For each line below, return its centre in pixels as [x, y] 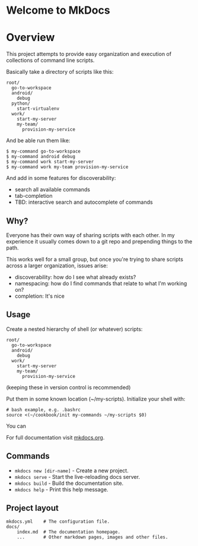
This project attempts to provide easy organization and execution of [89, 54]
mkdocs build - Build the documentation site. [69, 483]
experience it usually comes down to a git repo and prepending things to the [99, 241]
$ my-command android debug [41, 157]
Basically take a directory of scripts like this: [60, 72]
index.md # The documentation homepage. [68, 532]
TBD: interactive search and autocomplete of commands [84, 202]
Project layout [33, 508]
